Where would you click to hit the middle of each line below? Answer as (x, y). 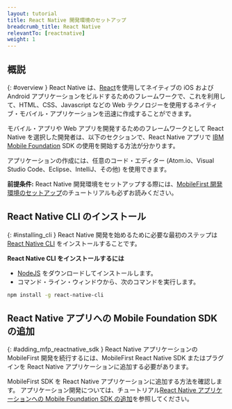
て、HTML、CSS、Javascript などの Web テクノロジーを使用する (100, 104)
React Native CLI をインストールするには (66, 258)
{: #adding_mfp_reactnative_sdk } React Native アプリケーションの (102, 349)
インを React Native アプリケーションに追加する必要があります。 (100, 367)
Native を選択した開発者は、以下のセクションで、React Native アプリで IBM (116, 137)
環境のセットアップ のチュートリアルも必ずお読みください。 (92, 193)
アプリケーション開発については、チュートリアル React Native (108, 390)
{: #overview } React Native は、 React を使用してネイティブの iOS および (110, 87)
